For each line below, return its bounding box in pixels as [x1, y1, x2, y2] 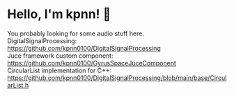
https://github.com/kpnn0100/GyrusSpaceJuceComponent [7, 58, 176, 67]
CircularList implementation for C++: [7, 66, 112, 74]
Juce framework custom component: [7, 51, 114, 60]
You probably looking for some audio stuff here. [7, 29, 145, 38]
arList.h [7, 81, 29, 89]
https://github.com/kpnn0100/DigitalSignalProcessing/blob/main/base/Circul [7, 73, 227, 82]
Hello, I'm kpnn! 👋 [7, 6, 111, 22]
